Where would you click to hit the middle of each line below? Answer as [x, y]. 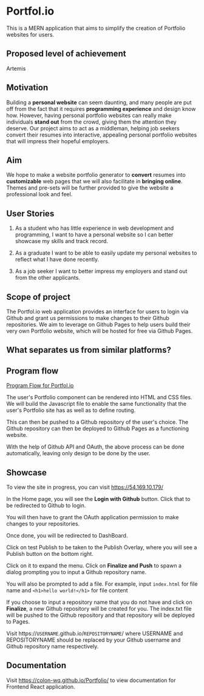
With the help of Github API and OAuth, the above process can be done [95, 447]
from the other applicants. [48, 278]
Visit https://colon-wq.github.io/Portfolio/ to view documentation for [91, 680]
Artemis [16, 68]
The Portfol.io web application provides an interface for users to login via [97, 311]
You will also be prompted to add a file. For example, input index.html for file [102, 584]
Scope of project [39, 297]
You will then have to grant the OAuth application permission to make [93, 517]
